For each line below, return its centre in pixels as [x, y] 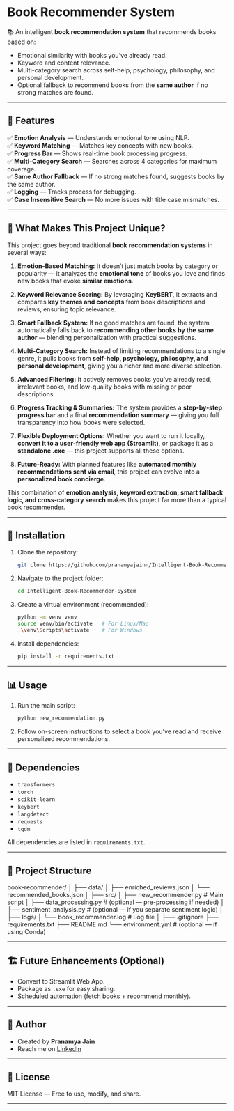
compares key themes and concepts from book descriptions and [111, 302]
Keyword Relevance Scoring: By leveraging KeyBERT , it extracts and [117, 294]
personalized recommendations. [63, 739]
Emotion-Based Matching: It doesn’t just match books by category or [117, 266]
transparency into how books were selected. [81, 422]
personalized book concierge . [61, 479]
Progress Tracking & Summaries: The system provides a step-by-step [120, 407]
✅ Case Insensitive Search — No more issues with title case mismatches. [113, 199]
